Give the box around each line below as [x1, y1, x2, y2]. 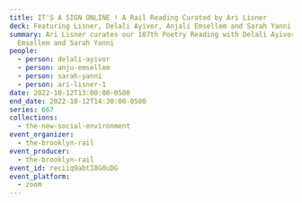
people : [9, 47, 39, 56]
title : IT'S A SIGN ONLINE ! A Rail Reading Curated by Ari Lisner [9, 13, 268, 22]
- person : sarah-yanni [17, 72, 102, 81]
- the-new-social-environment [17, 122, 130, 131]
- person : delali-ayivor [17, 55, 111, 64]
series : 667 [9, 105, 54, 114]
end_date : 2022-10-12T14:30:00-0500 [9, 96, 147, 106]
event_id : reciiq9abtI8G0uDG [9, 163, 119, 172]
